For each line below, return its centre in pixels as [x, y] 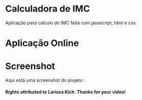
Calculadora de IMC [48, 9]
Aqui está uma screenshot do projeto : [45, 80]
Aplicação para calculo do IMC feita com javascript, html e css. [71, 23]
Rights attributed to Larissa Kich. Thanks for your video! [65, 92]
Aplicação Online [42, 43]
